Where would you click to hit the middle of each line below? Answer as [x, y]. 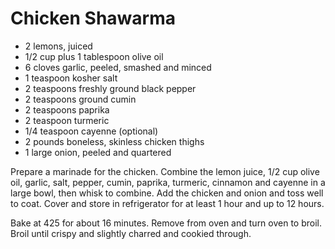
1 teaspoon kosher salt [71, 78]
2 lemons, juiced [58, 46]
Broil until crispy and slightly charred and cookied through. [131, 233]
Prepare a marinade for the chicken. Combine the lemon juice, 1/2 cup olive [165, 171]
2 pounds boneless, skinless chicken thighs [114, 141]
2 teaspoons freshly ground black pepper [110, 88]
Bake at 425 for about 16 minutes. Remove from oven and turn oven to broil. [166, 223]
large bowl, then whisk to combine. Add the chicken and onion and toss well [167, 193]
